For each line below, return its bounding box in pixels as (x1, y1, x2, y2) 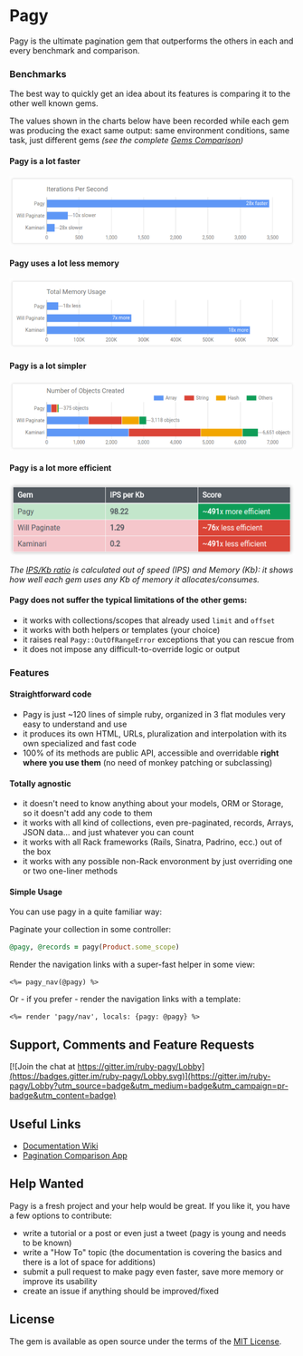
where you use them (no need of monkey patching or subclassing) (22, 757, 273, 768)
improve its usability (22, 1275, 98, 1286)
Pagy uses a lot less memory (9, 258, 119, 268)
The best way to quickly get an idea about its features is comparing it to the (9, 88, 291, 100)
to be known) (22, 1237, 72, 1248)
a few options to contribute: (9, 1210, 113, 1221)
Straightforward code (9, 688, 92, 699)
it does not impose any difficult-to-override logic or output (22, 643, 241, 654)
